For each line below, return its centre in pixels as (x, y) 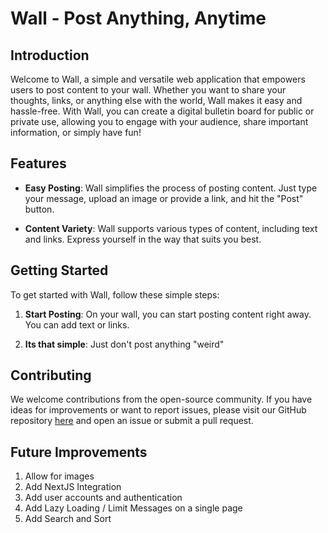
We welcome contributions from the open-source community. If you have (161, 399)
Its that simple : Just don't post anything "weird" (124, 344)
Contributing (51, 375)
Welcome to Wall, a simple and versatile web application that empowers (158, 79)
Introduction (50, 55)
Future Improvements (79, 452)
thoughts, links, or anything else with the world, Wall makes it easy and (156, 100)
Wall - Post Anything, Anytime (138, 18)
